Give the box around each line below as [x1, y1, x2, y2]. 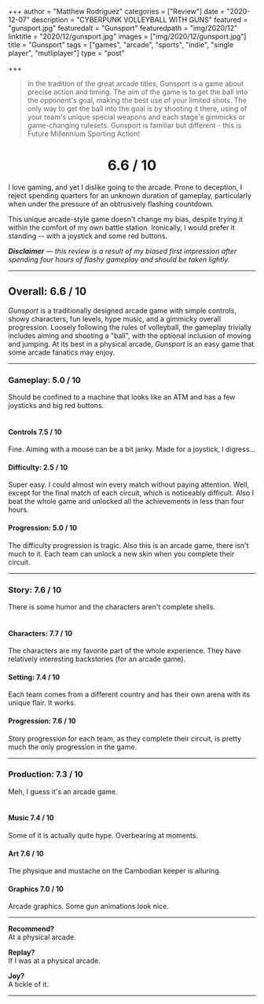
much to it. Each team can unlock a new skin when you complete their [8, 549, 235, 558]
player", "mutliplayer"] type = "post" [8, 49, 126, 57]
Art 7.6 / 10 [8, 848, 45, 858]
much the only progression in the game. [8, 742, 137, 752]
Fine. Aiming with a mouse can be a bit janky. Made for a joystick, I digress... [8, 444, 256, 454]
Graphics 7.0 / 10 [8, 884, 64, 893]
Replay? [8, 947, 35, 958]
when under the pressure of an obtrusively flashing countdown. [8, 199, 214, 208]
